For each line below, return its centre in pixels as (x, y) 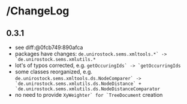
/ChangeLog (38, 11)
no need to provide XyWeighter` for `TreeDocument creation (89, 95)
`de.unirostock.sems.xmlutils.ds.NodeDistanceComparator (88, 89)
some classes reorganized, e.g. (54, 72)
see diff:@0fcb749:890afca (49, 47)
